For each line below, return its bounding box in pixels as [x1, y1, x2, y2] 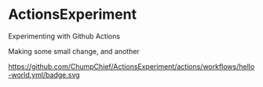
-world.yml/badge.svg [8, 70, 80, 79]
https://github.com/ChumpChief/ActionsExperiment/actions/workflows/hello [8, 61, 255, 71]
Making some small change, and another [8, 46, 140, 56]
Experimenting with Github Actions [8, 31, 120, 41]
